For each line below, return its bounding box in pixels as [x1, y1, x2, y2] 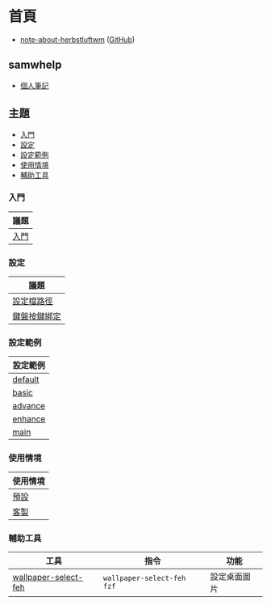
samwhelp [8, 58, 62, 72]
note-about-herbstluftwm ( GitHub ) [19, 34, 135, 44]
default [12, 374, 40, 385]
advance [12, 400, 46, 412]
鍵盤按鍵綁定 [12, 311, 62, 322]
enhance [12, 413, 46, 425]
